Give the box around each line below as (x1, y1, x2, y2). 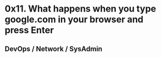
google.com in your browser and (5, 14, 144, 25)
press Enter (5, 25, 54, 36)
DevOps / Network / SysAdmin (5, 44, 103, 53)
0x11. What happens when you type (5, 3, 156, 15)
